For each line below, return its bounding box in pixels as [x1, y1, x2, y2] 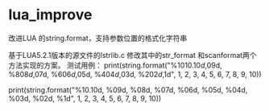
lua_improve [8, 6, 93, 24]
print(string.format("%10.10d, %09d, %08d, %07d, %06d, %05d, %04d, [8, 84, 248, 94]
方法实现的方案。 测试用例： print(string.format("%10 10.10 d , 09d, [8, 60, 223, 70]
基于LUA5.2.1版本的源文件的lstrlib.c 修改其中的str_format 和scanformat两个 [8, 50, 257, 60]
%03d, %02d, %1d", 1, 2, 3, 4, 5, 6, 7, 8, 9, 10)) [8, 93, 162, 103]
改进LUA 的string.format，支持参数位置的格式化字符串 [8, 33, 188, 43]
